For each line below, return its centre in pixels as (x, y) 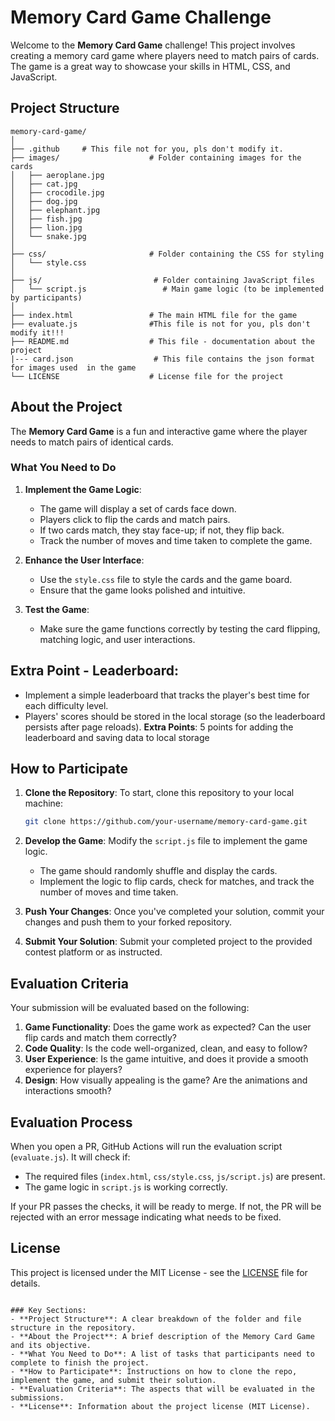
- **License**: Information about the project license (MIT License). (160, 1406)
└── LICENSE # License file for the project (147, 376)
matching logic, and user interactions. (117, 639)
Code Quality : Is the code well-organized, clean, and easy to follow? (166, 1048)
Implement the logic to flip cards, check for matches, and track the (177, 882)
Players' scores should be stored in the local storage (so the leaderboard (175, 716)
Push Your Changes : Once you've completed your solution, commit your (174, 912)
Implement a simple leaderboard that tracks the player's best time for (167, 695)
